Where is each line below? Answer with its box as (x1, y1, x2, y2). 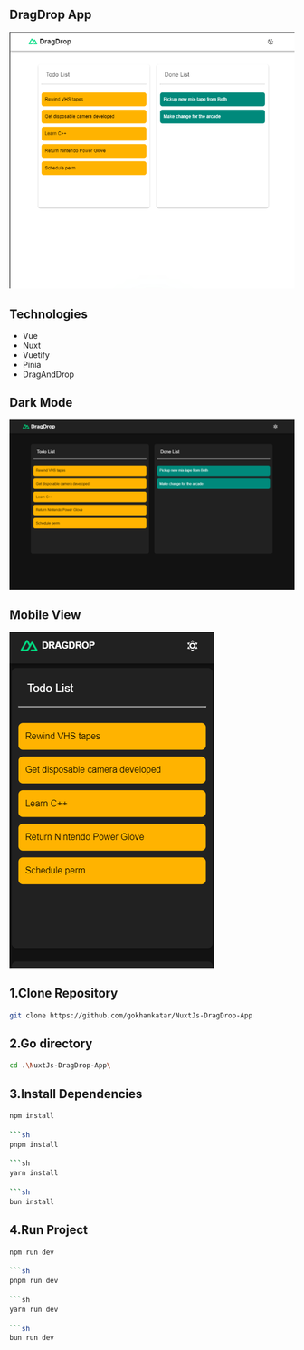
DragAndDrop (22, 369, 75, 380)
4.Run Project (9, 1222, 89, 1238)
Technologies (9, 306, 89, 322)
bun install (9, 1197, 54, 1206)
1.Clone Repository (9, 986, 119, 1001)
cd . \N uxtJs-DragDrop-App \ (9, 1061, 111, 1070)
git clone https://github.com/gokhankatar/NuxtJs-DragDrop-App (9, 1010, 253, 1020)
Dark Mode (9, 395, 73, 410)
